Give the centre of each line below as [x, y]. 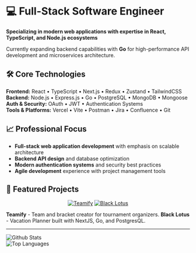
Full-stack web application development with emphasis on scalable [97, 146]
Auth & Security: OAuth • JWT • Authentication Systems [75, 103]
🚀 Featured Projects [43, 189]
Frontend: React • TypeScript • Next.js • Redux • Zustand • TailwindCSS [94, 91]
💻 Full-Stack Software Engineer [85, 11]
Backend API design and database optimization [72, 158]
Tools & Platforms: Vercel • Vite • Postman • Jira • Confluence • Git [88, 110]
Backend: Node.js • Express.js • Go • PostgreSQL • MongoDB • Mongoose [97, 98]
